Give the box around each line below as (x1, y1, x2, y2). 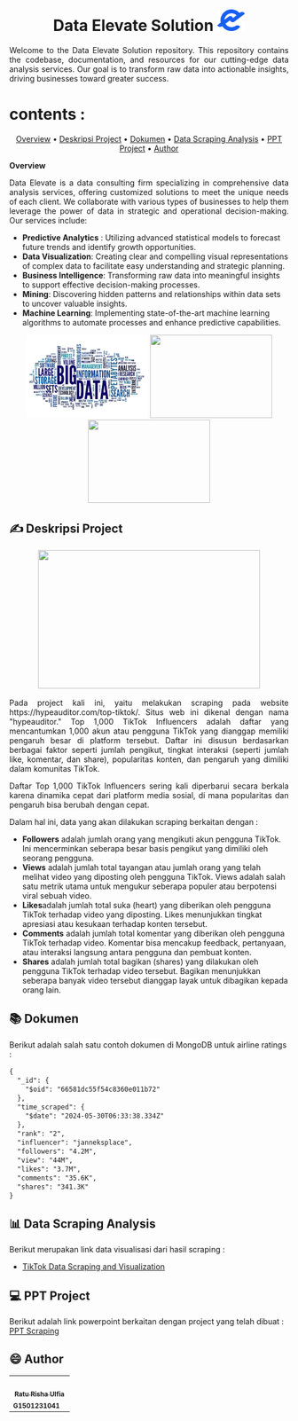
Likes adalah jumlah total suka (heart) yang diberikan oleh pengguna (21, 899, 271, 910)
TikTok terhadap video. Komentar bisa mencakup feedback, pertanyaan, (21, 937, 286, 948)
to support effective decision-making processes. (21, 279, 200, 290)
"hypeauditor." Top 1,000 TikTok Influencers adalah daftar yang (9, 716, 289, 726)
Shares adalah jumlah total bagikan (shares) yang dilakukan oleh (21, 956, 259, 967)
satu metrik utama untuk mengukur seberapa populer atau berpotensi (21, 881, 277, 891)
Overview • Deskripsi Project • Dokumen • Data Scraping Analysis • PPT (15, 134, 283, 145)
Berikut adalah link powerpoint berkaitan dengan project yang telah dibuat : (9, 1316, 285, 1327)
